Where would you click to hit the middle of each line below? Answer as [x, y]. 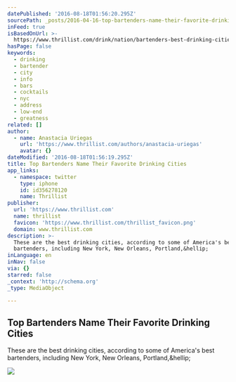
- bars [23, 86]
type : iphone [39, 183]
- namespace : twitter [45, 177]
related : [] [25, 125]
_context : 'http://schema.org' [53, 282]
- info [23, 79]
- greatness [31, 118]
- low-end [28, 112]
